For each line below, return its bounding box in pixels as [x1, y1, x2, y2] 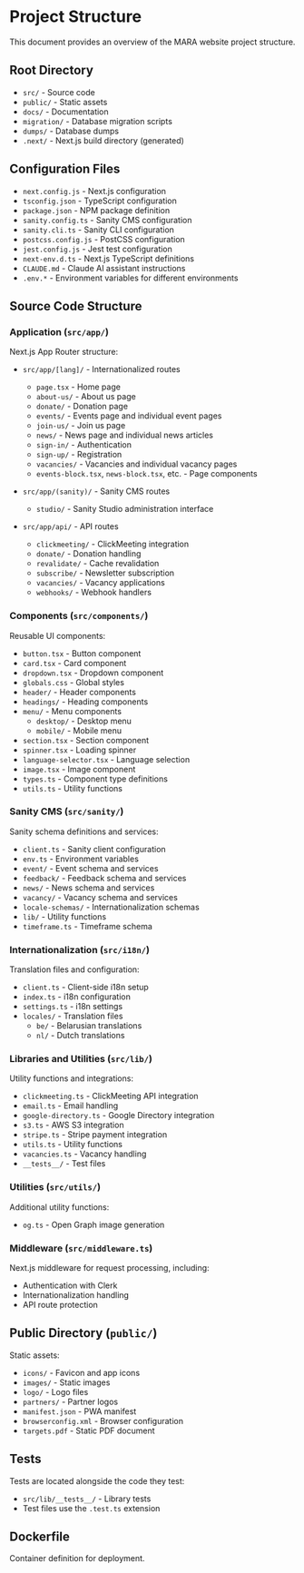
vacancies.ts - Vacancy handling [22, 1148, 147, 1159]
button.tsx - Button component [22, 647, 142, 659]
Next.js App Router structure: [9, 347, 119, 358]
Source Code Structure [9, 298, 142, 314]
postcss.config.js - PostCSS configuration [22, 233, 186, 244]
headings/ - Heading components [22, 696, 149, 707]
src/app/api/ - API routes [22, 521, 120, 532]
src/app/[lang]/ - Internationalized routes [22, 364, 181, 375]
